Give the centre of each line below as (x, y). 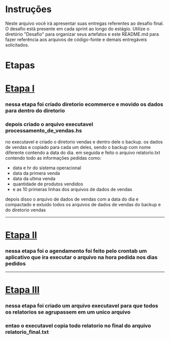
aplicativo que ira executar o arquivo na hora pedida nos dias (81, 257)
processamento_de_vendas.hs (44, 131)
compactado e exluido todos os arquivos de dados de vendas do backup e (83, 204)
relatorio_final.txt (27, 332)
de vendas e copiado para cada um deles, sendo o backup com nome (78, 147)
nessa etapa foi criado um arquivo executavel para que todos (82, 306)
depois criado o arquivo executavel (49, 124)
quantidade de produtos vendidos (48, 184)
